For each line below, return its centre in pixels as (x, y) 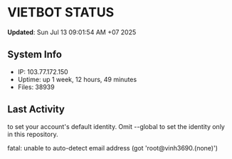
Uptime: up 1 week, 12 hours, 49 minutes (77, 79)
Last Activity (36, 109)
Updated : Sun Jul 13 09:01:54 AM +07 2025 (72, 32)
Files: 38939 (36, 87)
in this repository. (33, 134)
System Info (35, 55)
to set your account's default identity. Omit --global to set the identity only (116, 126)
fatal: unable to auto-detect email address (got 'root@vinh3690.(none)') (113, 148)
